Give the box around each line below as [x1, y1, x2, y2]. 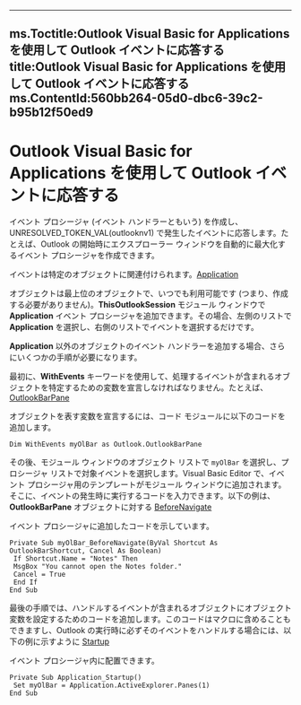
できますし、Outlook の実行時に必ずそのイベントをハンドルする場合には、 [9, 625, 284, 636]
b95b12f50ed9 [9, 105, 94, 120]
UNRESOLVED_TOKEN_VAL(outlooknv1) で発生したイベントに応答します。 [9, 228, 281, 239]
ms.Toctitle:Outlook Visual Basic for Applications [9, 26, 290, 41]
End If [13, 578, 39, 587]
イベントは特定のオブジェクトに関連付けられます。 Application [9, 269, 239, 280]
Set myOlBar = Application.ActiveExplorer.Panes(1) [13, 681, 211, 691]
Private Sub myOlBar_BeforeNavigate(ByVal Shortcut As [9, 539, 219, 548]
